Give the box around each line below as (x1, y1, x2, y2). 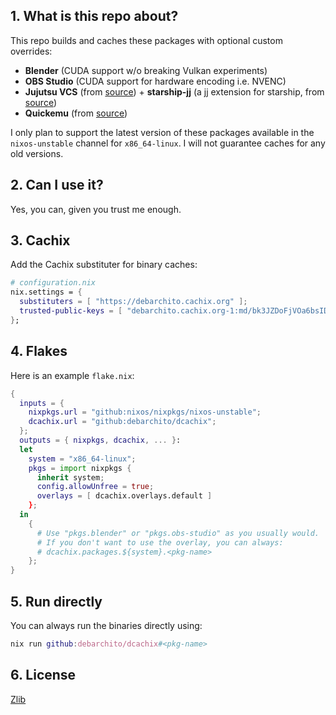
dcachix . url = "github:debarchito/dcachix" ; (28, 417, 217, 427)
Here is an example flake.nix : (10, 369, 135, 381)
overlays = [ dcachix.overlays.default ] (36, 491, 213, 501)
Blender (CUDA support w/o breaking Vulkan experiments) (24, 64, 268, 76)
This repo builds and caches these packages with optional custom (10, 34, 283, 46)
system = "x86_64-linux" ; (28, 454, 137, 464)
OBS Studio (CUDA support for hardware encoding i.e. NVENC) (24, 75, 287, 87)
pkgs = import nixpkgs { (28, 463, 132, 473)
